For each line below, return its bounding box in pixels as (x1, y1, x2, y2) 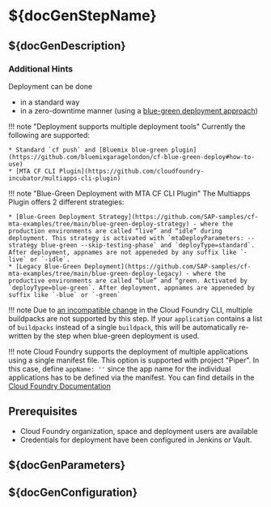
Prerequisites (8, 405, 78, 419)
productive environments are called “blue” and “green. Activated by (8, 277, 248, 285)
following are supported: (8, 130, 91, 140)
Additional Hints (8, 63, 74, 75)
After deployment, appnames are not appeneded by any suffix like (8, 248, 237, 256)
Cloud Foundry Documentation (8, 380, 111, 391)
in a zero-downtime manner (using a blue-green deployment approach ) (19, 105, 259, 115)
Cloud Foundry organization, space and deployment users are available (19, 426, 258, 436)
